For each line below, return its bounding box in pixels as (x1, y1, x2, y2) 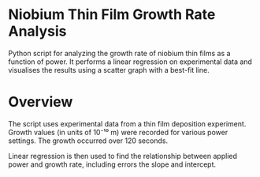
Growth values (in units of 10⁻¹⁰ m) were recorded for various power (8, 127, 228, 137)
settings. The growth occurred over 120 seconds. (8, 136, 168, 145)
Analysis (8, 22, 67, 40)
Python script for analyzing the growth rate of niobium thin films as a (8, 48, 231, 58)
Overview (8, 93, 73, 111)
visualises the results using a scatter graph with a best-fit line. (8, 65, 210, 74)
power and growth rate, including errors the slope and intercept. (8, 160, 217, 169)
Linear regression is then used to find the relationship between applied (8, 151, 238, 160)
